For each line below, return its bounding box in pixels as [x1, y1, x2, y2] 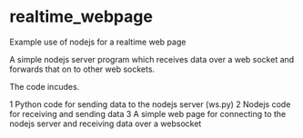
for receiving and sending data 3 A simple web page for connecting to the [9, 108, 287, 119]
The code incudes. [9, 81, 80, 92]
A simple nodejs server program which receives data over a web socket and [9, 54, 295, 64]
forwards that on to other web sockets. [9, 64, 156, 74]
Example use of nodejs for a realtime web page [9, 36, 187, 47]
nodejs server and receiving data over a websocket [9, 118, 202, 129]
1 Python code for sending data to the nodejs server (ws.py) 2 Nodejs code [9, 98, 291, 110]
